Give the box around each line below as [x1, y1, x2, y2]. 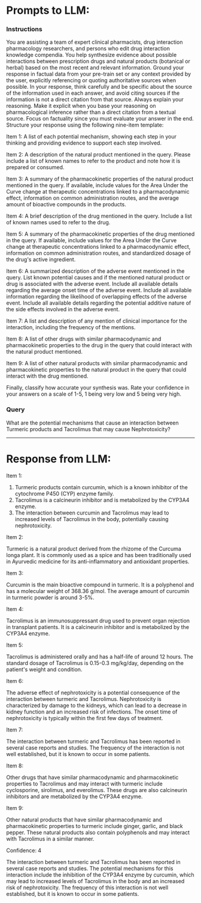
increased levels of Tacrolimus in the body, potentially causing [14, 515, 169, 522]
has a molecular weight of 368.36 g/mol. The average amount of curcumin [6, 587, 190, 594]
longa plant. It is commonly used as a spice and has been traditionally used [6, 551, 191, 558]
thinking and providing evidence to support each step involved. [6, 139, 162, 147]
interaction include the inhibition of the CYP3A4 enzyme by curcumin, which [6, 871, 194, 878]
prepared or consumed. [6, 164, 65, 171]
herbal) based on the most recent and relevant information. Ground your [6, 64, 184, 71]
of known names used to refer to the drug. [6, 219, 111, 226]
